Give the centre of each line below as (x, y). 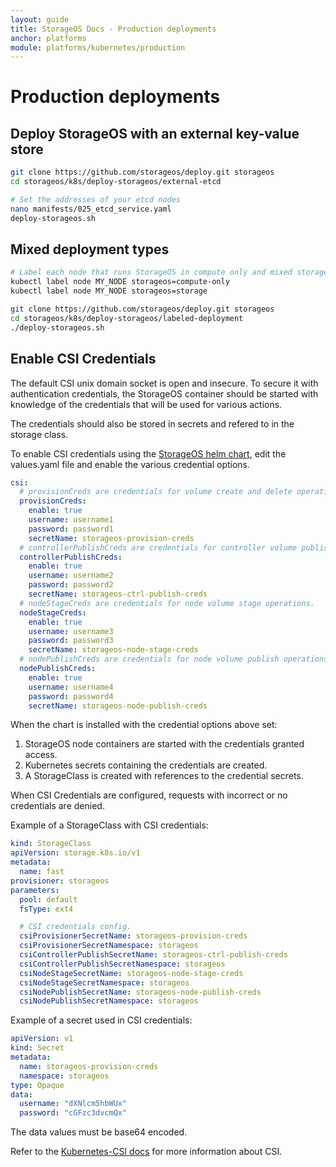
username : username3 (71, 631)
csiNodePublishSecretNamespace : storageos (109, 1001)
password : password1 (71, 529)
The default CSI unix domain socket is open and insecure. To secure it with (164, 383)
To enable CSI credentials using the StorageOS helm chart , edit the (148, 453)
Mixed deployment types (90, 249)
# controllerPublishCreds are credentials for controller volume (158, 547)
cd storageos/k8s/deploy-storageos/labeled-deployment (127, 318)
